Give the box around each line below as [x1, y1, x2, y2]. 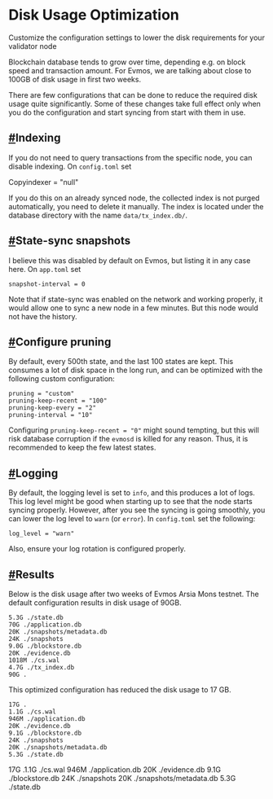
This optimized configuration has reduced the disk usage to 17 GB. [8, 685, 231, 694]
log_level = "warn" [8, 529, 75, 538]
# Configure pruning [8, 335, 112, 349]
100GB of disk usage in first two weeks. [8, 74, 141, 84]
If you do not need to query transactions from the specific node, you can [8, 152, 253, 162]
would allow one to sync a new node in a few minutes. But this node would [8, 303, 259, 313]
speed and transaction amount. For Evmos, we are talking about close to [8, 65, 252, 75]
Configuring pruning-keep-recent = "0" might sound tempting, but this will [8, 425, 259, 435]
